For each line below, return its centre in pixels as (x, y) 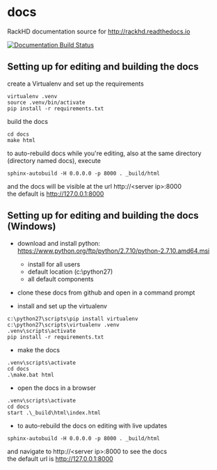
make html (22, 140)
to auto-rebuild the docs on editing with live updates (92, 425)
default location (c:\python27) (70, 272)
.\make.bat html (31, 375)
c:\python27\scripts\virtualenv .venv (63, 324)
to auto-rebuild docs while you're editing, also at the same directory (104, 153)
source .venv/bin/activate (46, 102)
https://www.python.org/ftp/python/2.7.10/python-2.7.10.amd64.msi (113, 251)
